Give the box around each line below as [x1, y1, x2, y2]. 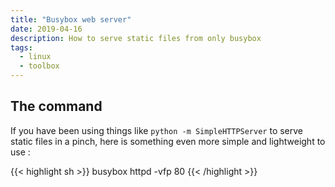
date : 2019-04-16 [10, 24, 83, 34]
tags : [10, 42, 33, 53]
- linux [19, 52, 52, 62]
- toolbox [19, 61, 60, 71]
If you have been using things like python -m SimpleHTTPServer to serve [10, 124, 304, 136]
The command [10, 98, 103, 115]
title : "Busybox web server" [10, 14, 132, 25]
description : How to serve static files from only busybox [10, 33, 262, 43]
